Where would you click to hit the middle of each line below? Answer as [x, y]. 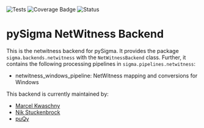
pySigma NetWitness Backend [85, 34]
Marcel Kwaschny [38, 105]
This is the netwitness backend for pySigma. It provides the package [93, 51]
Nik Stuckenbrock [38, 112]
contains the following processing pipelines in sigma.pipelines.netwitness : [101, 63]
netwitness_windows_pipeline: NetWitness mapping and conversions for [106, 76]
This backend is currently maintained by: [57, 94]
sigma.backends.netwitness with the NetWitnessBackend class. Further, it [96, 57]
